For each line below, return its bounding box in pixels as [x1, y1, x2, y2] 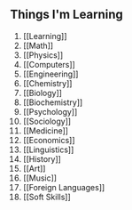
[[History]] [22, 153, 61, 164]
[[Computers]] [22, 59, 76, 69]
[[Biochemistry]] [22, 97, 83, 108]
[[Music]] [22, 173, 57, 183]
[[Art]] [22, 163, 46, 174]
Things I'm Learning [10, 7, 123, 22]
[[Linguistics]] [22, 144, 74, 155]
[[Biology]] [22, 87, 63, 98]
